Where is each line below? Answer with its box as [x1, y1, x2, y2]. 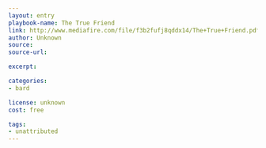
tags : [8, 120, 26, 128]
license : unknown [8, 98, 66, 107]
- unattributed [8, 127, 59, 135]
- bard [8, 84, 30, 92]
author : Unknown [8, 33, 62, 42]
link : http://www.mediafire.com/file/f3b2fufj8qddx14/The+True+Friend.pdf [8, 26, 260, 34]
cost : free [8, 106, 44, 114]
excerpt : [8, 63, 37, 71]
